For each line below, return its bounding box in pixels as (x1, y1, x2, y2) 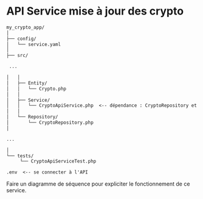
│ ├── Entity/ (6, 80, 47, 86)
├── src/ (6, 53, 29, 59)
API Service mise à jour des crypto (6, 4, 184, 18)
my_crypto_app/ (6, 24, 45, 30)
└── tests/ (6, 153, 34, 159)
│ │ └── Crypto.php (6, 86, 67, 92)
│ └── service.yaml (6, 41, 61, 47)
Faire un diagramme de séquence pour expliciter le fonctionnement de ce (6, 180, 190, 187)
